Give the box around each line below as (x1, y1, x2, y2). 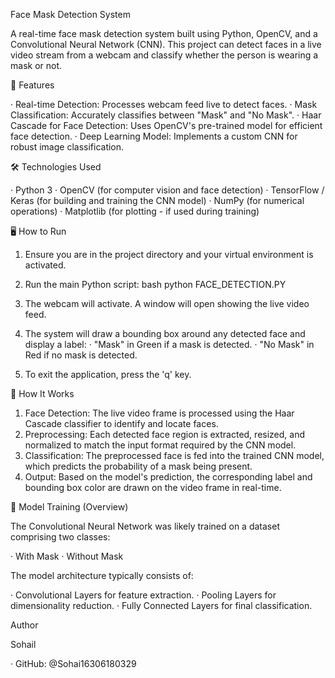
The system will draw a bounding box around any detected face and (24, 328, 306, 339)
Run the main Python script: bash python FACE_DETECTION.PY (24, 279, 287, 290)
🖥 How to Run (10, 225, 67, 237)
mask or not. (10, 60, 63, 71)
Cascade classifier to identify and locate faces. (24, 418, 219, 429)
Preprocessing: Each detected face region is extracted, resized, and (24, 429, 306, 440)
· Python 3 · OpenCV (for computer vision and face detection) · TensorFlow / (10, 184, 325, 196)
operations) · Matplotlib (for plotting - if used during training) (10, 205, 260, 217)
